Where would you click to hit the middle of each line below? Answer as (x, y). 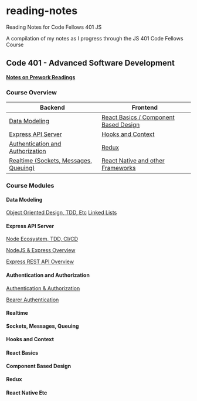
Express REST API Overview (40, 261)
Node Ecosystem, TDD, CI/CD (42, 239)
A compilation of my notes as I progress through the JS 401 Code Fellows (95, 38)
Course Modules (30, 185)
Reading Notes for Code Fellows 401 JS (54, 27)
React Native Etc (27, 392)
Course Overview (32, 92)
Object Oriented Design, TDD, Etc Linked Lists (62, 213)
